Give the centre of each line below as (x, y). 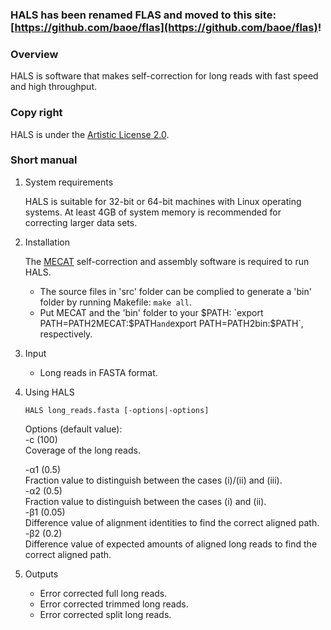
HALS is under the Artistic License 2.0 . (90, 134)
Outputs (41, 574)
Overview (34, 54)
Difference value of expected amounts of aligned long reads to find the (171, 544)
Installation (47, 242)
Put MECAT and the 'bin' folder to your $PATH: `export (151, 312)
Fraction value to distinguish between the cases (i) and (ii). (145, 501)
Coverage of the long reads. (82, 450)
